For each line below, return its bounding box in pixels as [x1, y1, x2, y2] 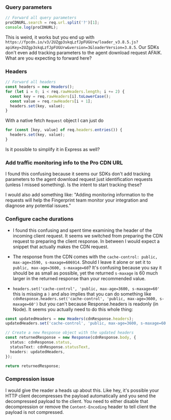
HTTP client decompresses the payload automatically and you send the [5, 392, 156, 399]
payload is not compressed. [5, 409, 64, 415]
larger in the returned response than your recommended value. [12, 275, 146, 281]
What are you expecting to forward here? [5, 55, 92, 61]
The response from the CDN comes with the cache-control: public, [12, 253, 158, 260]
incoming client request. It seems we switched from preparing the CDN [12, 232, 163, 239]
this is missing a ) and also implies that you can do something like [12, 290, 152, 297]
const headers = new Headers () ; [5, 84, 74, 89]
